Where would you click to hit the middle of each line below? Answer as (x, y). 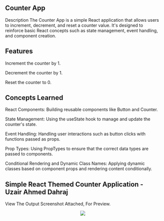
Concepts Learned (34, 98)
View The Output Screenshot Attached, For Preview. (58, 204)
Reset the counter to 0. (28, 82)
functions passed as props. (33, 139)
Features (19, 51)
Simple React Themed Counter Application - (74, 184)
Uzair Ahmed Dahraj (37, 192)
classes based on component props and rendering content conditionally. (79, 169)
